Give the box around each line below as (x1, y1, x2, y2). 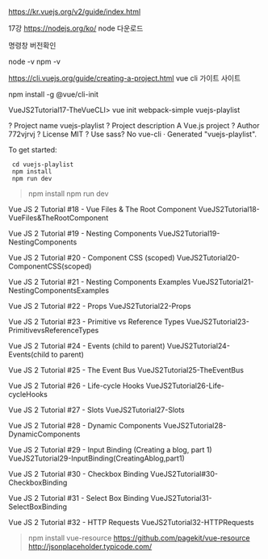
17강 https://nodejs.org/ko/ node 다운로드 (8, 23, 144, 33)
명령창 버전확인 (8, 40, 57, 50)
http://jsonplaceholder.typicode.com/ (27, 542, 153, 551)
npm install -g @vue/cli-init (8, 90, 99, 99)
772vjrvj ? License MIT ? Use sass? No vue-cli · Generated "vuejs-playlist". (8, 129, 257, 139)
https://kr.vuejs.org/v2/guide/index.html (8, 7, 141, 16)
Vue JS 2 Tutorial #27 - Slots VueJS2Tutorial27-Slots (8, 405, 185, 415)
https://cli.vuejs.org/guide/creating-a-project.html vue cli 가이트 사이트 (8, 73, 241, 83)
